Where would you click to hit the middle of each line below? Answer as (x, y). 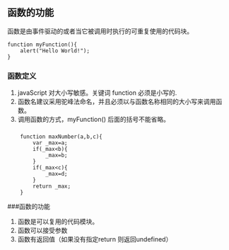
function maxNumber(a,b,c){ (61, 137)
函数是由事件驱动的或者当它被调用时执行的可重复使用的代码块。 (100, 31)
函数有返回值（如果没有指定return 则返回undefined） (95, 239)
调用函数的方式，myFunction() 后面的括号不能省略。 (93, 120)
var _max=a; (51, 143)
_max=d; (57, 174)
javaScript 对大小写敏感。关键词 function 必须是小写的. (97, 93)
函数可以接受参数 (42, 231)
